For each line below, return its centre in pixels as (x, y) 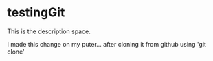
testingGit (36, 13)
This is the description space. (49, 31)
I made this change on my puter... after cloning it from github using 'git (106, 44)
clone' (16, 52)
